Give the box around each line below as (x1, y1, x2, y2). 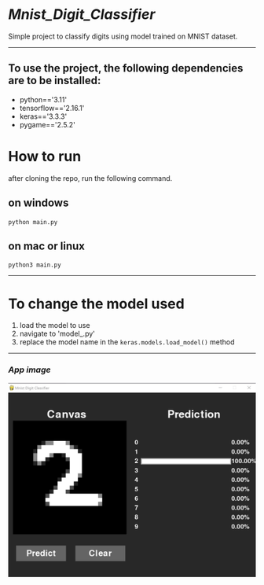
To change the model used (8, 295, 185, 312)
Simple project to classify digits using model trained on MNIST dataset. (8, 31, 238, 41)
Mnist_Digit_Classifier (8, 6, 156, 24)
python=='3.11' (19, 94, 68, 104)
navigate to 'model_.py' (19, 329, 96, 339)
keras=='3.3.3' (19, 112, 68, 121)
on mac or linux (8, 239, 85, 252)
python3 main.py (8, 261, 61, 269)
